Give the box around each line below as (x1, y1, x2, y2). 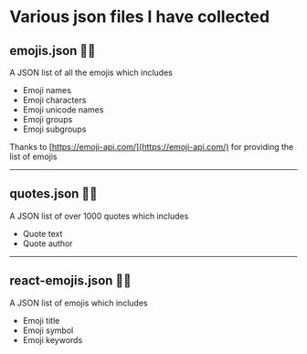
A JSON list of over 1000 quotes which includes (9, 210, 189, 221)
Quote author (22, 238, 73, 249)
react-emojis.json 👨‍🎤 (9, 273, 132, 289)
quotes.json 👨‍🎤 (9, 186, 98, 202)
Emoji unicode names (22, 104, 104, 115)
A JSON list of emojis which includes (9, 297, 148, 308)
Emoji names (22, 85, 71, 95)
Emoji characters (22, 94, 87, 105)
